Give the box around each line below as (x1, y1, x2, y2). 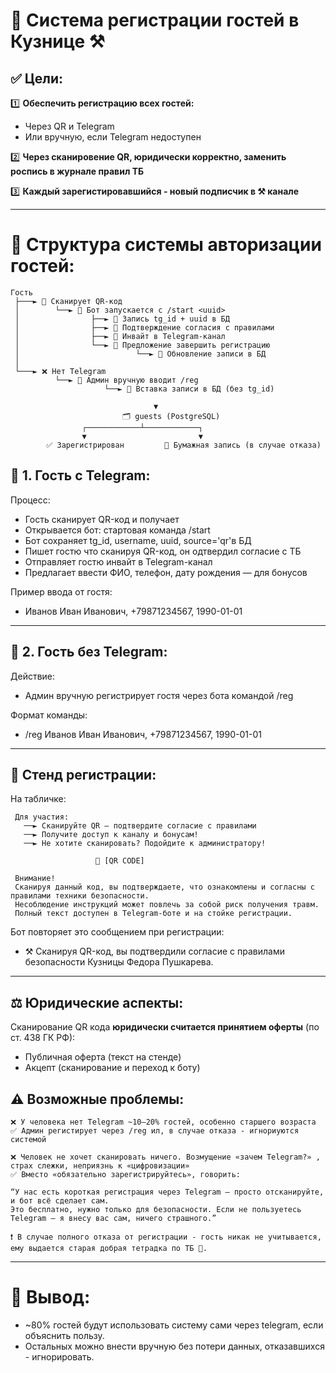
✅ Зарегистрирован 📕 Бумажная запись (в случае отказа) (46, 440, 322, 450)
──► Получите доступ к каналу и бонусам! (23, 830, 199, 840)
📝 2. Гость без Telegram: (10, 644, 168, 661)
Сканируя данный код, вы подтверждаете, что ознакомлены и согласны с (14, 882, 315, 893)
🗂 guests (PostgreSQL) (121, 411, 221, 421)
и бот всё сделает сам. (10, 1196, 110, 1206)
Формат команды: (10, 709, 88, 721)
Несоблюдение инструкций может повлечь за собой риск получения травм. (14, 900, 320, 910)
